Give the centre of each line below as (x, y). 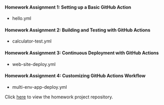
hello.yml (22, 18)
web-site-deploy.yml (34, 64)
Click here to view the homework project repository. (59, 97)
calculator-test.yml (32, 41)
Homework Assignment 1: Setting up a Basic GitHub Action (68, 7)
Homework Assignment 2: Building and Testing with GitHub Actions (78, 30)
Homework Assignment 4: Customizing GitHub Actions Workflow (75, 76)
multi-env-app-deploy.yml (39, 87)
